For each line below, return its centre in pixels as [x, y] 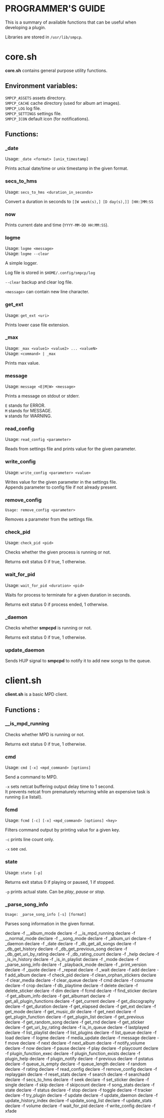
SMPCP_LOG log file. [23, 108]
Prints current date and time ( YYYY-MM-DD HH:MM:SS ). [57, 225]
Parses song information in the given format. [50, 924]
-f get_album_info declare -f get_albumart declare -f [58, 996]
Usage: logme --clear [27, 253]
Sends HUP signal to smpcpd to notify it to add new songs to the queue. [78, 661]
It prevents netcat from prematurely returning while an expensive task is [78, 792]
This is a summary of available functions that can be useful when [71, 22]
